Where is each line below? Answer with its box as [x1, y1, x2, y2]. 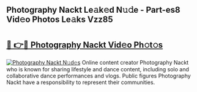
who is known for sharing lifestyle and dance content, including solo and [6, 66, 190, 73]
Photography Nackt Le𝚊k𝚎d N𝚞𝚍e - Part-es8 [6, 5, 180, 15]
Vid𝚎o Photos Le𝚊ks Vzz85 [6, 15, 113, 25]
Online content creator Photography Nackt [81, 59, 189, 66]
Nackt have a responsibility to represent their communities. [6, 79, 155, 86]
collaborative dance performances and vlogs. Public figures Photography [6, 73, 191, 79]
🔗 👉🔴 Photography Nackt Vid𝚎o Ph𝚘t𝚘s [6, 40, 163, 50]
